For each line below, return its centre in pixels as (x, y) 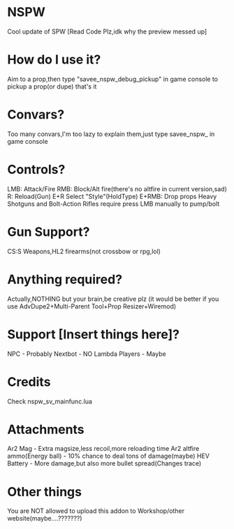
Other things (45, 492)
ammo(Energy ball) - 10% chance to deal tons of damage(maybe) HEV (108, 456)
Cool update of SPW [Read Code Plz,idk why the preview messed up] (107, 31)
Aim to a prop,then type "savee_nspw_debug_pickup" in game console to (113, 79)
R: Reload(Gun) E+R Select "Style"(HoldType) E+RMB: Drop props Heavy (112, 196)
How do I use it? (54, 60)
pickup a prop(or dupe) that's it (52, 86)
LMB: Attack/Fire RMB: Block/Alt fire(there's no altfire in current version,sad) (117, 188)
